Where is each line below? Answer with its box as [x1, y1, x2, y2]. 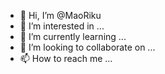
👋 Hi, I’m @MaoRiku [19, 10, 102, 21]
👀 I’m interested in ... [19, 20, 105, 32]
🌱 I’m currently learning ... [19, 31, 127, 42]
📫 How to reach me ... [19, 53, 113, 64]
